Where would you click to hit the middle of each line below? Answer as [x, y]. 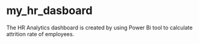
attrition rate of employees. [40, 34]
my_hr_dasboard [49, 11]
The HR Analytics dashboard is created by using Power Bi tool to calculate [99, 28]
